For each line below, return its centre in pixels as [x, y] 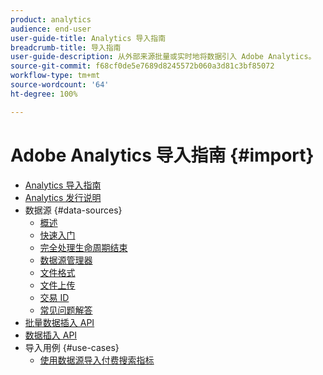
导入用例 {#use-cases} [72, 347]
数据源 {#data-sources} [73, 210]
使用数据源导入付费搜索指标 [97, 360]
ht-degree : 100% [44, 94]
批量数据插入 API [59, 322]
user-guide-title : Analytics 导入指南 [88, 38]
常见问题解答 [66, 310]
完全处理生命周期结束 [83, 247]
